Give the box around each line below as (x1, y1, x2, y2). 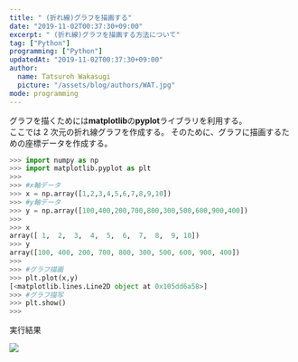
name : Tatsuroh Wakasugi (17, 72, 111, 81)
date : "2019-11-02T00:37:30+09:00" (9, 22, 144, 31)
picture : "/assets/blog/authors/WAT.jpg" (17, 81, 176, 90)
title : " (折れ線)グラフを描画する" (9, 13, 133, 23)
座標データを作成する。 (24, 138, 113, 148)
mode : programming (9, 89, 79, 98)
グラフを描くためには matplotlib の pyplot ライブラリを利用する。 (9, 115, 247, 126)
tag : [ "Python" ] (9, 38, 70, 48)
